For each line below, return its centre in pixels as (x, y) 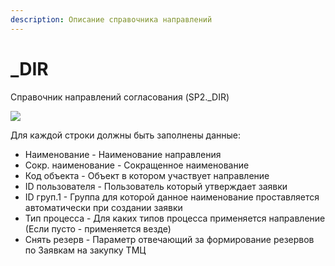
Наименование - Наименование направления (123, 154)
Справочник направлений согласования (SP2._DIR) (120, 97)
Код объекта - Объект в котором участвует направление (147, 175)
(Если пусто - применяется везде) (98, 228)
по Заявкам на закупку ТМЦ (85, 250)
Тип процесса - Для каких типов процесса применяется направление (175, 218)
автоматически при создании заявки (103, 207)
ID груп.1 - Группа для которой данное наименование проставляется (172, 197)
